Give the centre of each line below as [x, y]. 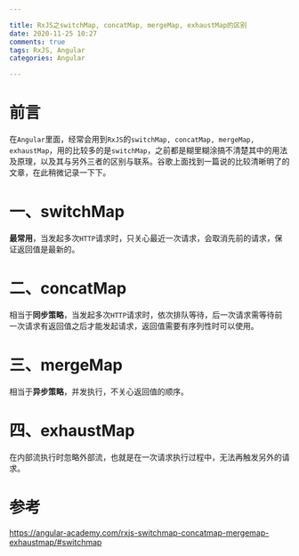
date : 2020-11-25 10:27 [53, 33]
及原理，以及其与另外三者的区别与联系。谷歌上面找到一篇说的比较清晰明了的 [149, 162]
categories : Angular [48, 59]
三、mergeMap [66, 365]
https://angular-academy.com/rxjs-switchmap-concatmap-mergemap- [139, 532]
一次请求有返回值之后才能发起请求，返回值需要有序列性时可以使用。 [134, 326]
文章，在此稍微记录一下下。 [60, 173]
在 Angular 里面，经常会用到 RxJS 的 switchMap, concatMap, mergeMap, [132, 140]
